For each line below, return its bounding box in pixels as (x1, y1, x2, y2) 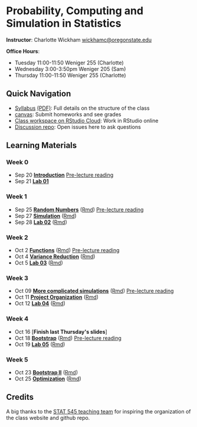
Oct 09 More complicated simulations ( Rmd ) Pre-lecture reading (14, 288, 174, 295)
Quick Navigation (6, 89, 71, 99)
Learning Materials (6, 141, 77, 151)
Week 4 (6, 315, 29, 323)
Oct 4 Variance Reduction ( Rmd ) (14, 253, 96, 260)
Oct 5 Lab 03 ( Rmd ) (14, 259, 63, 266)
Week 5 (6, 356, 28, 364)
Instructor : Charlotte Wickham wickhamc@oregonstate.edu (6, 36, 152, 43)
